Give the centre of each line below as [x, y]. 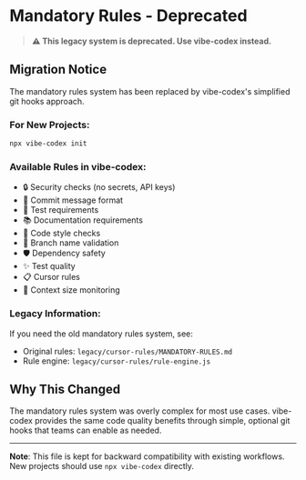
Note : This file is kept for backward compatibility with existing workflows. [147, 456]
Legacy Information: [56, 314]
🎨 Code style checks [61, 234]
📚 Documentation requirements [83, 220]
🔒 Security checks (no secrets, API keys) [99, 187]
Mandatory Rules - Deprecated [128, 16]
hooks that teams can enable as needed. [86, 430]
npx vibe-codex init [49, 144]
